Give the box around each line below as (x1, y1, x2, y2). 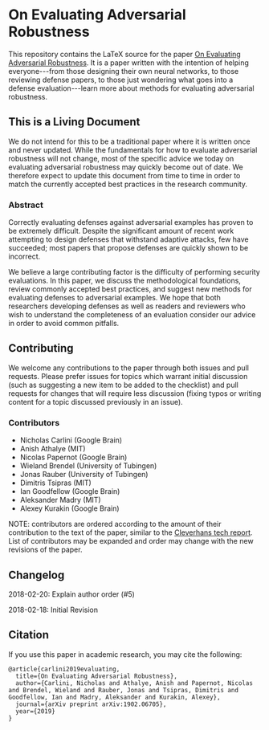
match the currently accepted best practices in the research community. (8, 179, 247, 189)
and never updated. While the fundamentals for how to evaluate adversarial (8, 145, 258, 154)
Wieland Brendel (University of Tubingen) (19, 461, 157, 471)
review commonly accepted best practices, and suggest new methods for (8, 284, 253, 294)
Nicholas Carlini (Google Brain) (19, 435, 123, 445)
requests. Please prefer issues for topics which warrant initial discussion (8, 371, 248, 381)
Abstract (8, 199, 44, 210)
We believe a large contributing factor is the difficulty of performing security (8, 267, 261, 277)
